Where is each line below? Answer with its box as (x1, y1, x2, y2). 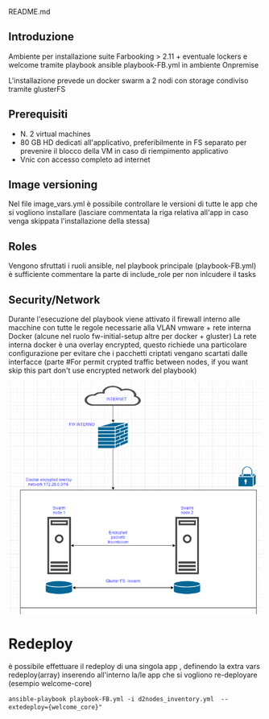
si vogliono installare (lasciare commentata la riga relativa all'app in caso (8, 208, 249, 217)
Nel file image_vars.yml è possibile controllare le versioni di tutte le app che (8, 199, 258, 209)
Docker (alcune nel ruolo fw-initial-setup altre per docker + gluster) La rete (8, 332, 257, 341)
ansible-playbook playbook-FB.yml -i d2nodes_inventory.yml (8, 695, 215, 703)
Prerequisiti (8, 108, 68, 122)
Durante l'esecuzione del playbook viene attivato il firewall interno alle (8, 314, 241, 324)
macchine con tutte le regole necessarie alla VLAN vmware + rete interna (8, 323, 251, 333)
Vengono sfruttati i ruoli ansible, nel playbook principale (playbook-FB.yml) (8, 261, 257, 271)
